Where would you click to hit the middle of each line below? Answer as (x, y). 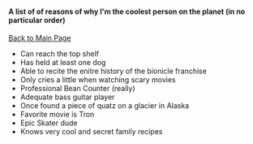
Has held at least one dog (63, 63)
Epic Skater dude (49, 123)
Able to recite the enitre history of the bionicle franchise (113, 71)
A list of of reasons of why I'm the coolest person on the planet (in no (127, 11)
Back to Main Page (40, 38)
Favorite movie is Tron (57, 115)
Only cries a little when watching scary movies (98, 80)
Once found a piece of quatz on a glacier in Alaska (105, 106)
